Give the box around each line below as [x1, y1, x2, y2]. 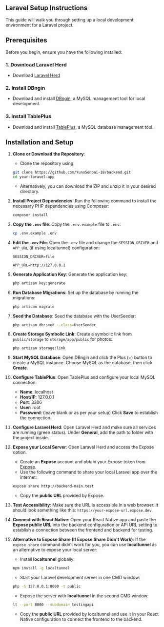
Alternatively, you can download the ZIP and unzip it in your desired [20, 183, 156, 189]
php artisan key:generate [12, 280, 65, 286]
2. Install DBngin [5, 84, 45, 91]
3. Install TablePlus [5, 113, 52, 120]
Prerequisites [5, 36, 47, 44]
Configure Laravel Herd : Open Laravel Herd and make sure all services [12, 424, 156, 431]
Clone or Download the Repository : [12, 151, 85, 157]
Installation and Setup [5, 138, 74, 146]
